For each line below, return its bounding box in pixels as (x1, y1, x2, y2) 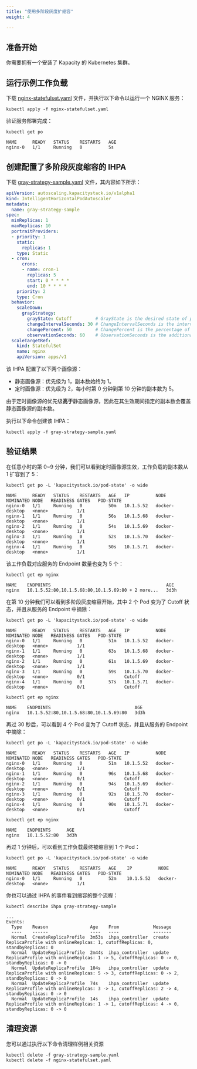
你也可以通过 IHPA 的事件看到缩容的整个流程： (6, 892, 118, 899)
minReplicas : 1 (11, 218, 49, 224)
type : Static (16, 250, 49, 256)
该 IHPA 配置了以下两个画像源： (6, 365, 83, 373)
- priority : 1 (11, 234, 46, 240)
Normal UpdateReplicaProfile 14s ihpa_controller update (11, 996, 169, 1001)
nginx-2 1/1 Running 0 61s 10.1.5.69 (6, 658, 148, 664)
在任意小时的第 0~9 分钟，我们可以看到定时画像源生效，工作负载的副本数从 (6, 463, 189, 470)
